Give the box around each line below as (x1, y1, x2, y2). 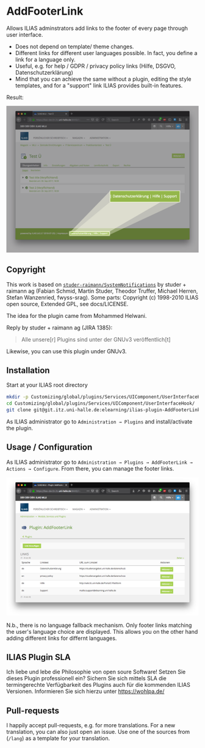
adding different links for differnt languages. (6, 634, 117, 642)
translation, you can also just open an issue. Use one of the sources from (6, 728, 190, 736)
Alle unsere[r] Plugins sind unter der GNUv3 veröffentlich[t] (21, 335, 171, 343)
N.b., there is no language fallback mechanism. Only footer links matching (6, 621, 192, 629)
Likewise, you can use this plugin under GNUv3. (6, 347, 127, 355)
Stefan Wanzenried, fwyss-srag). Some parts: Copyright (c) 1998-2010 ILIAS (6, 293, 199, 301)
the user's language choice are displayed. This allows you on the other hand (6, 628, 198, 635)
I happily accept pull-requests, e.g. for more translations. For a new (6, 722, 176, 729)
